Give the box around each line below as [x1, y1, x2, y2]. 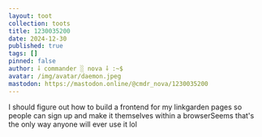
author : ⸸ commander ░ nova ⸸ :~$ [8, 65, 123, 73]
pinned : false [8, 58, 57, 66]
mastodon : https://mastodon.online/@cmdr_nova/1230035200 [8, 79, 208, 88]
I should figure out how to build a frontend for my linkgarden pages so [8, 102, 243, 112]
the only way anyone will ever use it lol [8, 119, 138, 129]
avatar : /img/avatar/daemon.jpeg [8, 72, 122, 80]
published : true [8, 42, 63, 50]
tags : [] [8, 49, 38, 58]
